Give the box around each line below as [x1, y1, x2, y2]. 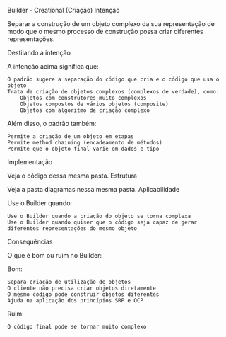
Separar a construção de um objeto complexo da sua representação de [7, 20, 215, 28]
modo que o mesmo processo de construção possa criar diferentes [7, 28, 203, 35]
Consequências [7, 237, 53, 246]
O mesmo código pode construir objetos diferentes [7, 291, 160, 298]
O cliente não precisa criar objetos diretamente [7, 285, 157, 292]
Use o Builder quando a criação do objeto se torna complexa [7, 212, 191, 219]
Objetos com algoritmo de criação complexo [20, 107, 150, 114]
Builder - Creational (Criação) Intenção [7, 6, 120, 14]
